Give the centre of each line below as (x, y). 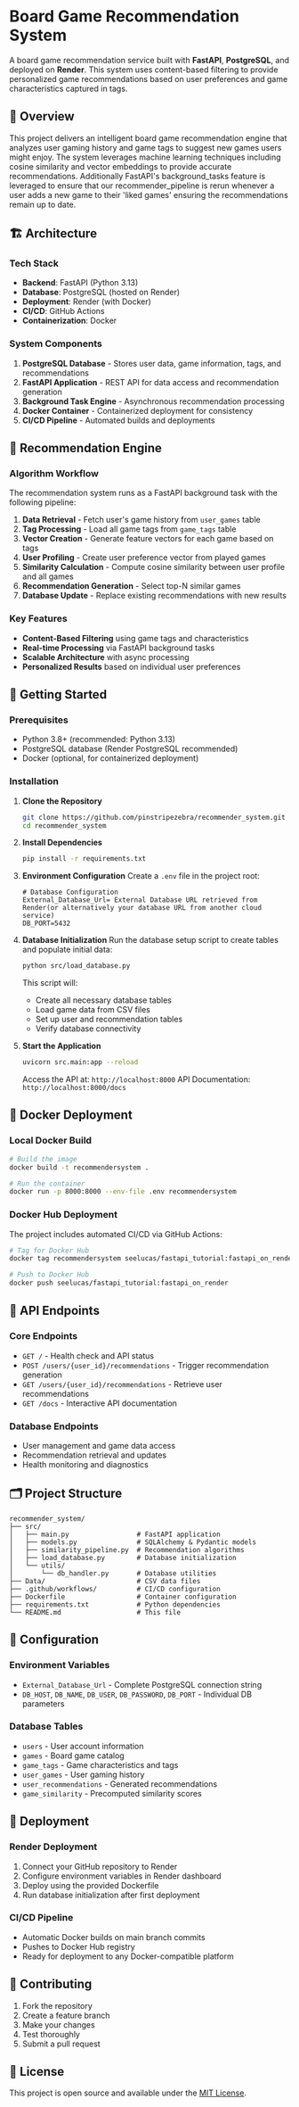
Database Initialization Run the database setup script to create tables (150, 940)
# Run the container (48, 1184)
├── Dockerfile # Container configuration (123, 1597)
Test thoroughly (51, 2034)
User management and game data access (99, 1446)
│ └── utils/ (37, 1566)
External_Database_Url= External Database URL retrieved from (140, 900)
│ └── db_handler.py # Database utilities (113, 1573)
